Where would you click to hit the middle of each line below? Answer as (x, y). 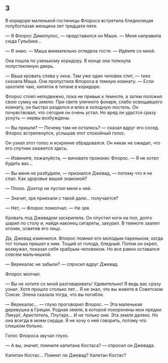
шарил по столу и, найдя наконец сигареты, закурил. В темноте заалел (82, 223)
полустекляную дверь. (30, 66)
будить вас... (19, 163)
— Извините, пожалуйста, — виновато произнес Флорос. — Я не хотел (82, 158)
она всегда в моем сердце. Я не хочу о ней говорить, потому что (76, 320)
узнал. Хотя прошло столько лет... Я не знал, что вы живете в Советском (84, 289)
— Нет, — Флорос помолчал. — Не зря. (48, 208)
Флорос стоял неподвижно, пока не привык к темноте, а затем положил (84, 96)
